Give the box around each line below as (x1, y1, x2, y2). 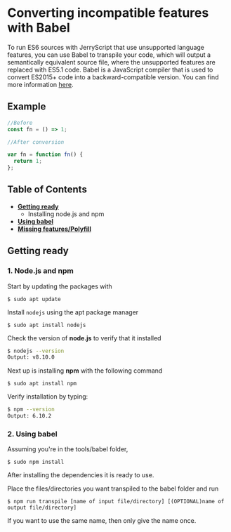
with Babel (7, 20, 70, 36)
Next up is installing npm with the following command (7, 366, 163, 375)
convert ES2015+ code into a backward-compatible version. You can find (7, 72, 219, 81)
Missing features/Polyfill (17, 225, 91, 233)
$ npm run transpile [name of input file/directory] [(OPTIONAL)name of (7, 498, 225, 505)
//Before (7, 119, 33, 126)
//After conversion (7, 138, 65, 145)
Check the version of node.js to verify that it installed (7, 333, 161, 342)
